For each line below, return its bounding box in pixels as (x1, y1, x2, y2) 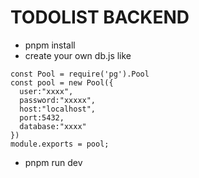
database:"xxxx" (19, 121, 87, 131)
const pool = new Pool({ (10, 77, 114, 88)
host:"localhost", (19, 104, 97, 114)
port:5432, (19, 112, 65, 123)
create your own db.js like (24, 49, 132, 61)
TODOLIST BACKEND (10, 6, 190, 29)
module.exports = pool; (10, 139, 110, 149)
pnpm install (24, 39, 76, 51)
